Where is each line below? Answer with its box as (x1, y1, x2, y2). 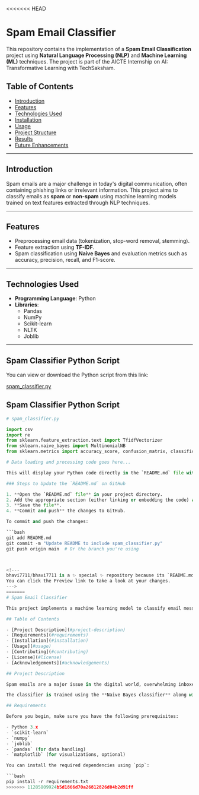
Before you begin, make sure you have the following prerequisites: (6, 714, 179, 720)
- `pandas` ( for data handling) (6, 746, 86, 752)
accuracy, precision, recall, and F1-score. (14, 256, 115, 264)
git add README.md (6, 534, 52, 541)
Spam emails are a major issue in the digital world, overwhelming (6, 681, 176, 688)
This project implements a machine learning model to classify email (6, 605, 182, 611)
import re (6, 432, 31, 438)
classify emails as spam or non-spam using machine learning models (6, 192, 176, 199)
